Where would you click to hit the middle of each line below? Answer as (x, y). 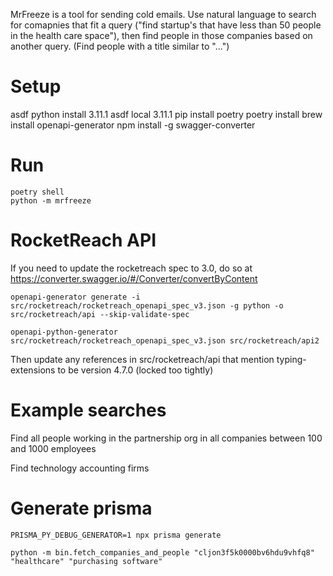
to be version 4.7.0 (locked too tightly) (135, 370)
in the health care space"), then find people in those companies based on (161, 35)
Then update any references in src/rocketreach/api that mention (142, 359)
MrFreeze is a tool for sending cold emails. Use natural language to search (163, 14)
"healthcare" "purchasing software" (86, 561)
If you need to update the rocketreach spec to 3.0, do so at (131, 268)
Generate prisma (81, 508)
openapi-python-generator (64, 332)
